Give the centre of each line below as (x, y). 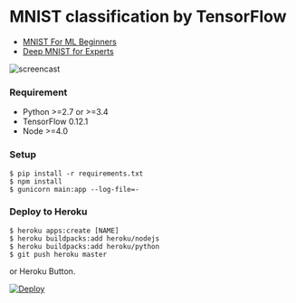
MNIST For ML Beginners (70, 42)
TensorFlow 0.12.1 (55, 122)
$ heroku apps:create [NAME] (64, 231)
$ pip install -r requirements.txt (76, 174)
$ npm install (36, 181)
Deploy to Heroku (48, 212)
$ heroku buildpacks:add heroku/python (85, 246)
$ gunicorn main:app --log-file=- (75, 189)
